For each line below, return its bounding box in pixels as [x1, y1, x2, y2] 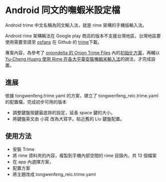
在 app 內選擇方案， [12, 158, 54, 164]
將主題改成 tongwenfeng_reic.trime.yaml [12, 171, 96, 177]
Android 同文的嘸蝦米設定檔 [5, 5, 120, 16]
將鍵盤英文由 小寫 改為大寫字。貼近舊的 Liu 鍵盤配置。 [12, 116, 125, 122]
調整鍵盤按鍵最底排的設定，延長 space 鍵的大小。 [12, 109, 115, 115]
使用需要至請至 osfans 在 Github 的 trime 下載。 [5, 39, 102, 45]
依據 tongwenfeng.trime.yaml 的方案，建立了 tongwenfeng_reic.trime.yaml [5, 92, 158, 98]
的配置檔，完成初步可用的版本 [5, 99, 66, 105]
